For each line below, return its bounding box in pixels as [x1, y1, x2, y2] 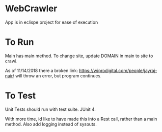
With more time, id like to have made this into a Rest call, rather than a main [5, 116, 157, 122]
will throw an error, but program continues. [15, 72, 102, 79]
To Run [5, 36, 34, 48]
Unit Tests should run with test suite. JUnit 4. [5, 106, 96, 112]
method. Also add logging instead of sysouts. [5, 121, 97, 127]
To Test [5, 90, 36, 101]
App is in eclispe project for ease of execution [5, 19, 98, 25]
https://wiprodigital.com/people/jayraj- [79, 67, 157, 73]
